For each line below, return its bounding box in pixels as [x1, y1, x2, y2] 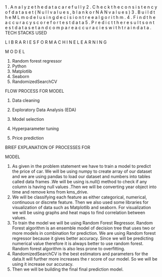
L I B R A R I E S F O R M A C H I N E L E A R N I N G [5, 39, 107, 45]
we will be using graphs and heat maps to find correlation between [12, 210, 146, 215]
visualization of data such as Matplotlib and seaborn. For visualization [12, 205, 151, 210]
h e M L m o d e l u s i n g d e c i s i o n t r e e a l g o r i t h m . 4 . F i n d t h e [5, 15, 156, 20]
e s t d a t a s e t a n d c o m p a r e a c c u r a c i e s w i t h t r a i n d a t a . [5, 25, 151, 31]
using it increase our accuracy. [12, 261, 74, 267]
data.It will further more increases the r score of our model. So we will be [12, 256, 158, 261]
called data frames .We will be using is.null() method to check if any [12, 179, 147, 184]
